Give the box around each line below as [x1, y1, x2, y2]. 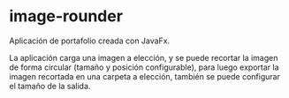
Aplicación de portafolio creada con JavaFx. [9, 35, 171, 46]
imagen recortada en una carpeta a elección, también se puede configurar [9, 71, 281, 81]
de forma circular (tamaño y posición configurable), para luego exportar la [9, 62, 280, 72]
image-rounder [9, 6, 124, 26]
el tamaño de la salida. [9, 80, 91, 91]
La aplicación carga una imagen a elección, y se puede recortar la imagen [9, 52, 278, 63]
